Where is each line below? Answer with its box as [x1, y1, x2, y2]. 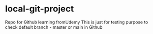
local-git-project [5, 3, 74, 14]
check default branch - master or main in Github [5, 24, 103, 30]
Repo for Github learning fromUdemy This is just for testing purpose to [5, 19, 149, 25]
